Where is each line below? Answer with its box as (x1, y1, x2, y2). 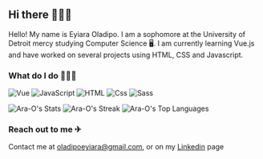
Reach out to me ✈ (8, 124, 82, 135)
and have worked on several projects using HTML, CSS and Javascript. (8, 50, 244, 59)
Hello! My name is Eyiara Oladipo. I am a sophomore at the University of (8, 29, 246, 39)
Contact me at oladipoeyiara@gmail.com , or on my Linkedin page (8, 142, 225, 152)
